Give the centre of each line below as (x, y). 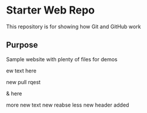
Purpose (22, 45)
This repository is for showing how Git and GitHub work (73, 26)
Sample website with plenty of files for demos (62, 59)
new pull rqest (23, 82)
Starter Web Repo (50, 10)
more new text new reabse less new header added (68, 105)
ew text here (21, 71)
